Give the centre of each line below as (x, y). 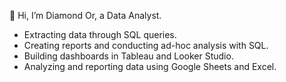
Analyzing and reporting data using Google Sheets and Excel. (150, 66)
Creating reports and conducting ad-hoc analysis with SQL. (146, 45)
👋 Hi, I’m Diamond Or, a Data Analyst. (85, 15)
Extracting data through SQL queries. (100, 34)
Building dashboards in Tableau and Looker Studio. (128, 56)
